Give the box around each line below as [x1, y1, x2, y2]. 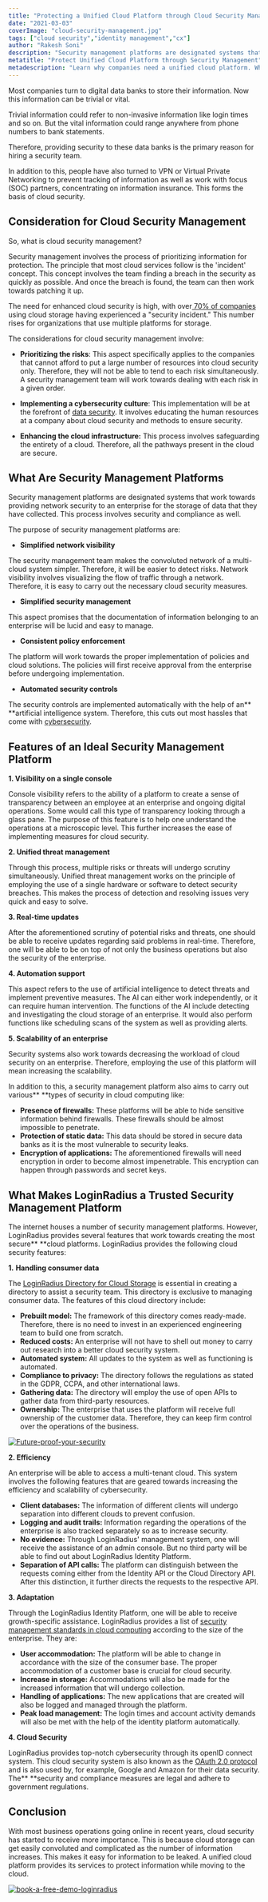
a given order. [19, 383, 66, 393]
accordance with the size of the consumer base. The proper [19, 1657, 218, 1667]
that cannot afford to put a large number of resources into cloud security [19, 358, 259, 367]
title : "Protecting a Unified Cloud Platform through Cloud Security [8, 11, 245, 20]
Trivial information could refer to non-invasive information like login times [8, 110, 249, 119]
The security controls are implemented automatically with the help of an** [8, 700, 252, 709]
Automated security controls [19, 685, 118, 694]
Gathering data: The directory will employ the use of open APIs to [19, 1388, 238, 1397]
